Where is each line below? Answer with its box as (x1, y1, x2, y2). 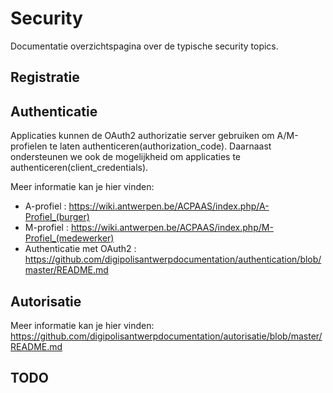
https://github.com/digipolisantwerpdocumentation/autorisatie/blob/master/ (10, 330, 323, 342)
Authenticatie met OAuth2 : (24, 243, 137, 255)
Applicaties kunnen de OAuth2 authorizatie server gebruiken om (10, 130, 275, 142)
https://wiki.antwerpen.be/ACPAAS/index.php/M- (70, 222, 274, 234)
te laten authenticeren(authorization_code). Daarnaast (49, 140, 272, 152)
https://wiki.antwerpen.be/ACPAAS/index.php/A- (68, 200, 270, 212)
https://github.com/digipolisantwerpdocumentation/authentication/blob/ (24, 253, 322, 266)
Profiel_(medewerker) (24, 232, 115, 244)
